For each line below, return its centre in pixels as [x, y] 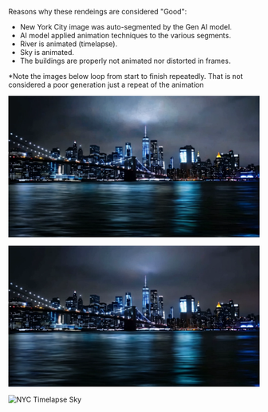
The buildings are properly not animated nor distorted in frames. [125, 61]
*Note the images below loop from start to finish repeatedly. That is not [126, 76]
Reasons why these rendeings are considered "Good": [98, 12]
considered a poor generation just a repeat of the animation [106, 84]
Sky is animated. [47, 52]
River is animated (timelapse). [69, 44]
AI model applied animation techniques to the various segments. [125, 35]
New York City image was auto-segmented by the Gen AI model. [126, 27]
